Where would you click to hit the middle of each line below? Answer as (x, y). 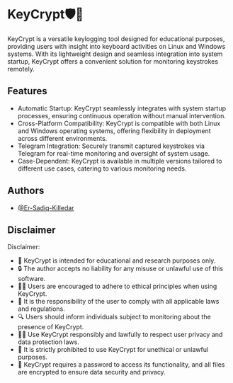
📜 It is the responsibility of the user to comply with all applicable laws (118, 302)
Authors (26, 191)
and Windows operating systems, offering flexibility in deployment (114, 131)
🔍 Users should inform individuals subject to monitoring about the (114, 317)
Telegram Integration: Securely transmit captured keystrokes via (111, 146)
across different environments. (62, 138)
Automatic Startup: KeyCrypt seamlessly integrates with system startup (122, 108)
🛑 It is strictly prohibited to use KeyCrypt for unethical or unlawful (113, 350)
